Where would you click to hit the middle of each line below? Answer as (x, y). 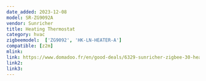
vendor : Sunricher (30, 23)
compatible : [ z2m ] (30, 46)
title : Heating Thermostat (41, 29)
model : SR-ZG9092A (30, 18)
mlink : (15, 52)
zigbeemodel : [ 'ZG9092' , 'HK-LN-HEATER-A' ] (64, 40)
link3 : (15, 69)
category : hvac (26, 35)
